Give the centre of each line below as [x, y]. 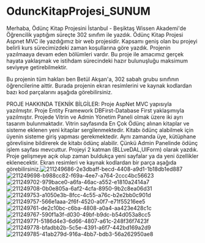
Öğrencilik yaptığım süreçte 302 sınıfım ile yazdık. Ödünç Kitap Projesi [95, 34]
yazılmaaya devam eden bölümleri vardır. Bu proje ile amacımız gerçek [95, 54]
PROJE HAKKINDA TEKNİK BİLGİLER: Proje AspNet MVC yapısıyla [89, 104]
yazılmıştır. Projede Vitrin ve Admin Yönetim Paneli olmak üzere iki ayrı [95, 117]
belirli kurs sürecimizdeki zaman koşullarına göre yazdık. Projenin [89, 48]
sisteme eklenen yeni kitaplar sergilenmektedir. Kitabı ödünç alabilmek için [100, 130]
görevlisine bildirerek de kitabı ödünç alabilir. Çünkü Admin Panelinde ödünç [102, 143]
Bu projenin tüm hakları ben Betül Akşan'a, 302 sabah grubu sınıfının [93, 79]
